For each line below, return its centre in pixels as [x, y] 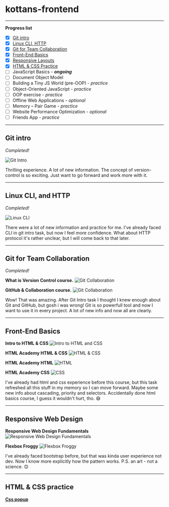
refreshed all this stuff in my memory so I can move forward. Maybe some [82, 388]
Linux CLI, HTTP [29, 43]
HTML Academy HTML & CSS [36, 353]
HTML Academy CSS [27, 373]
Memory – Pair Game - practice [45, 106]
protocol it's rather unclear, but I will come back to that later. [67, 238]
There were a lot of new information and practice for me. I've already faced [83, 227]
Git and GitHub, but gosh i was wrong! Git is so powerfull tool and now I [79, 305]
